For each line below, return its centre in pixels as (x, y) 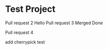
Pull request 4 (19, 32)
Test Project (30, 9)
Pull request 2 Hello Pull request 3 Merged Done (54, 23)
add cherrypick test (25, 42)
